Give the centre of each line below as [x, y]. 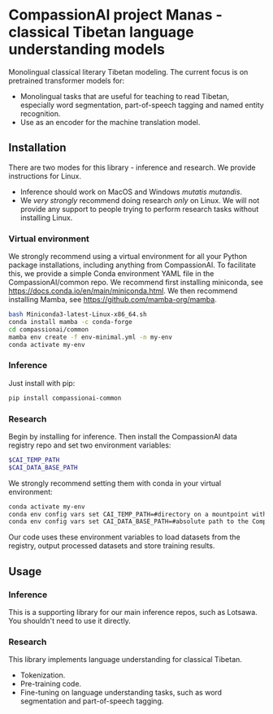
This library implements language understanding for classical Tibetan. [125, 660]
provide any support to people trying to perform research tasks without [139, 209]
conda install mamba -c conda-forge [70, 322]
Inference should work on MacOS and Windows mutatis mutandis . [131, 192]
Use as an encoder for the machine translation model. [110, 122]
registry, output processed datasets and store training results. [112, 546]
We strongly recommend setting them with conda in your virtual [115, 483]
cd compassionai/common [49, 329]
